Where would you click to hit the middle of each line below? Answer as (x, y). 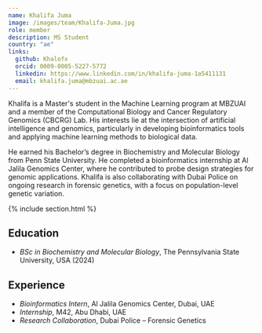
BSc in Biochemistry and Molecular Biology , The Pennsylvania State (129, 252)
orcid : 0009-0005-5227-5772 (61, 67)
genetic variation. (36, 194)
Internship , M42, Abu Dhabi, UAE (73, 312)
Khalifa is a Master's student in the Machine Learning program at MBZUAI (127, 103)
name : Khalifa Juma (40, 15)
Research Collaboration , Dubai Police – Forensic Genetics (113, 320)
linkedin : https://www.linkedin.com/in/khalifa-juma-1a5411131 (120, 74)
